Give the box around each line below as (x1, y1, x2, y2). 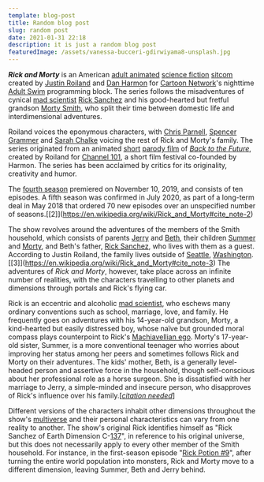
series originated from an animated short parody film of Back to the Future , (8, 144, 252, 153)
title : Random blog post (8, 19, 90, 27)
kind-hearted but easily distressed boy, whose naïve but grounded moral (8, 324, 244, 333)
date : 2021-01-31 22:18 (8, 33, 87, 42)
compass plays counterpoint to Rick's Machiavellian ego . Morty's (8, 332, 221, 342)
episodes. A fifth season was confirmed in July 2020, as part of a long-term (8, 192, 255, 202)
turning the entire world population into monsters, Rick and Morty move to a (8, 457, 255, 465)
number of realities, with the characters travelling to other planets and (8, 275, 235, 284)
